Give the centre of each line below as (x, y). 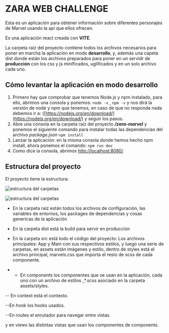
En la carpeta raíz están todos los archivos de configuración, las (79, 208)
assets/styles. (34, 286)
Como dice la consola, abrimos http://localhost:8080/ (68, 151)
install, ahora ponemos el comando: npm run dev (63, 145)
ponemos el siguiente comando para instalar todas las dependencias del (88, 129)
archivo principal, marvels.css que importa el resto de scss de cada (82, 254)
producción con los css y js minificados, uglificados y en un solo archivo (81, 64)
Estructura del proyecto (43, 167)
